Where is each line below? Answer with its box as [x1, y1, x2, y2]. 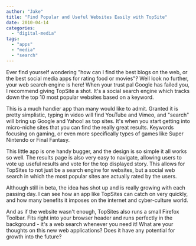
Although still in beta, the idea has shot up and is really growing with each [6, 184, 186, 191]
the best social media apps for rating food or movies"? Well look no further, [6, 75, 189, 82]
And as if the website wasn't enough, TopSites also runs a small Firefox [6, 208, 179, 215]
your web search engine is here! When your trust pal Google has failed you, [6, 81, 190, 88]
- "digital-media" [11, 31, 57, 36]
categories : [6, 25, 35, 31]
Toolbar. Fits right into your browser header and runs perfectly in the [6, 214, 173, 221]
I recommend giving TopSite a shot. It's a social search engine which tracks [6, 87, 190, 94]
